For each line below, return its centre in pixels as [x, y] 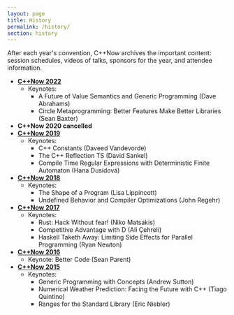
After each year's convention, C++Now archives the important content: [109, 53]
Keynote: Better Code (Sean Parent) [79, 260]
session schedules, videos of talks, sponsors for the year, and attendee [110, 61]
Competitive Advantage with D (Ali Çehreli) [100, 230]
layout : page [26, 14]
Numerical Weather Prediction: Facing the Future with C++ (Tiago [132, 289]
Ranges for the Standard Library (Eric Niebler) [104, 304]
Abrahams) [54, 104]
